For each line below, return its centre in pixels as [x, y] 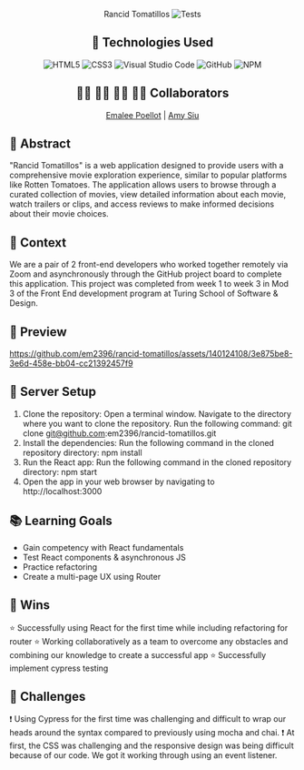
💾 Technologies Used [152, 42]
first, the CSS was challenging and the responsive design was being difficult [152, 745]
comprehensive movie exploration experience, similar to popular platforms [148, 175]
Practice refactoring [60, 567]
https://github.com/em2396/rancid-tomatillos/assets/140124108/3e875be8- [151, 354]
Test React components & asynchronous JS [104, 557]
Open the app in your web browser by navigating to [118, 481]
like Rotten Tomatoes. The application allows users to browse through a [143, 185]
